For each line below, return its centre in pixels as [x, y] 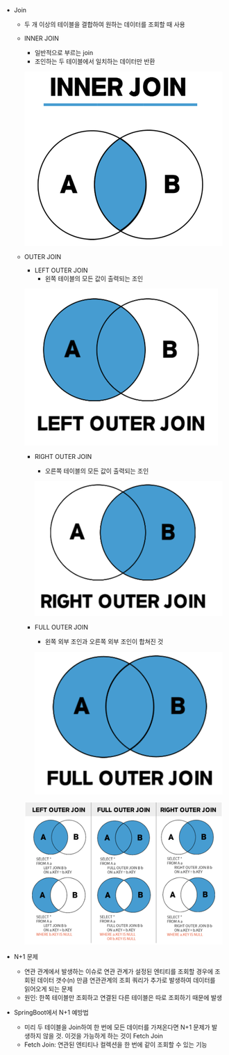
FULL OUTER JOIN [61, 627]
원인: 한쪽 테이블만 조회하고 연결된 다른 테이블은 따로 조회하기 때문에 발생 [123, 998]
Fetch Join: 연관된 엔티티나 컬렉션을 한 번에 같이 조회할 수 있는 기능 [116, 1045]
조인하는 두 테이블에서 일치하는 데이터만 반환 [95, 61]
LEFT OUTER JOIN [61, 270]
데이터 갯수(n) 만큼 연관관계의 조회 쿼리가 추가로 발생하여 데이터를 [126, 980]
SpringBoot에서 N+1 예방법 [51, 1013]
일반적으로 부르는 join [64, 53]
